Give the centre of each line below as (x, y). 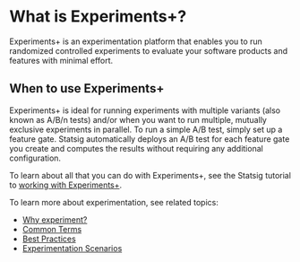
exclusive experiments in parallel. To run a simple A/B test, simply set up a (146, 129)
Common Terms (52, 229)
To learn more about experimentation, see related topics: (114, 202)
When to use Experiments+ (87, 88)
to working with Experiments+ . (66, 185)
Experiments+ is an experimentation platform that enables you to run (136, 41)
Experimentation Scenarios (72, 248)
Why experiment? (55, 219)
